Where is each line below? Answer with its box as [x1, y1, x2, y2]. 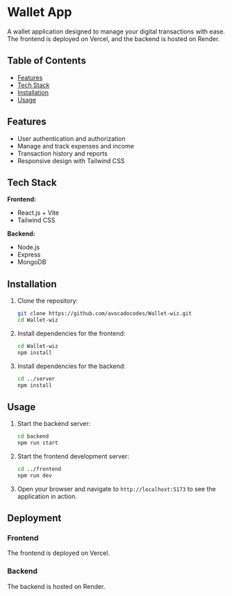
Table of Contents [7, 55, 87, 67]
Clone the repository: [17, 297, 78, 305]
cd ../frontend [17, 466, 62, 473]
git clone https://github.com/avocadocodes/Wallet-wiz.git [17, 310, 192, 317]
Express [17, 250, 41, 259]
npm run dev [17, 472, 52, 479]
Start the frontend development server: [17, 452, 130, 460]
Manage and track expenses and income [17, 142, 134, 150]
